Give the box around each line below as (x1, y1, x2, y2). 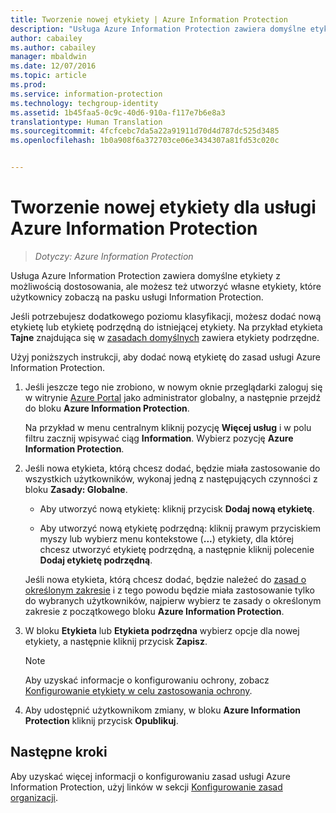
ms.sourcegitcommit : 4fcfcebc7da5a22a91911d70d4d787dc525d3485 (10, 126, 280, 136)
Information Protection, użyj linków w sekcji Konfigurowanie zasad (10, 781, 283, 793)
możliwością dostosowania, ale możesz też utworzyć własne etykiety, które (10, 280, 322, 292)
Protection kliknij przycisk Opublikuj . (24, 714, 179, 726)
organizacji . (10, 791, 58, 803)
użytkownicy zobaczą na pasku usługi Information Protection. (10, 291, 264, 303)
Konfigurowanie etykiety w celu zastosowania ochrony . (24, 684, 253, 696)
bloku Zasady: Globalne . (24, 483, 128, 495)
